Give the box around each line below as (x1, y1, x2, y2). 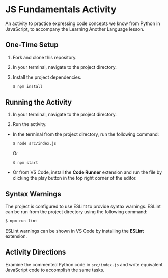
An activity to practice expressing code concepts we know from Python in (5, 20, 160, 27)
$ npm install (12, 84, 43, 89)
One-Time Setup (5, 41, 59, 49)
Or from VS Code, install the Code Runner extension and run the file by (12, 169, 162, 175)
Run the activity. (12, 121, 47, 128)
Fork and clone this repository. (12, 54, 77, 60)
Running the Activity (5, 98, 72, 107)
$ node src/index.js (12, 141, 57, 146)
